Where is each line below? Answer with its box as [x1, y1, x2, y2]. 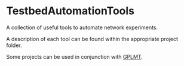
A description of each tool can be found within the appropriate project [6, 35, 178, 42]
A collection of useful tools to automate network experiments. [6, 24, 158, 31]
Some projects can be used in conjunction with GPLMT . [6, 53, 143, 60]
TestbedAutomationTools [6, 4, 135, 18]
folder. [6, 42, 22, 49]
